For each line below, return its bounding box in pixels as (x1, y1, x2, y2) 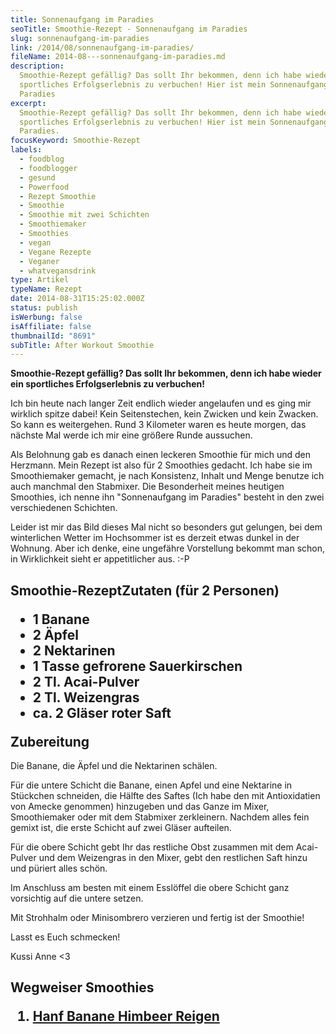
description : (10, 61, 65, 71)
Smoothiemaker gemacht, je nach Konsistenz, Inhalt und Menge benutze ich (10, 470, 325, 482)
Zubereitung (10, 733, 90, 750)
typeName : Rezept (10, 284, 83, 295)
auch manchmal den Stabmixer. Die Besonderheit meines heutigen (10, 481, 285, 493)
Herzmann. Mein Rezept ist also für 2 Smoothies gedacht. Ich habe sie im (10, 459, 313, 471)
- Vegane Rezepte (19, 247, 92, 257)
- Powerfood (19, 182, 70, 192)
